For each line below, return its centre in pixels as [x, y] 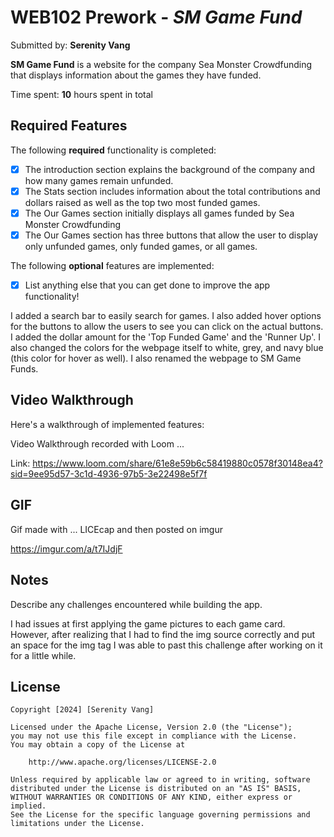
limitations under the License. [77, 824]
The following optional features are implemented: [112, 265]
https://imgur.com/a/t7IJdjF [66, 548]
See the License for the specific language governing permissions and [160, 815]
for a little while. [43, 655]
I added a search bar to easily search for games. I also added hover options [166, 316]
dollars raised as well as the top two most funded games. [142, 202]
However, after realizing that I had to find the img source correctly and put [163, 634]
